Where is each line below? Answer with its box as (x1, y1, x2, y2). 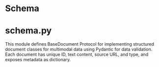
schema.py (5, 25, 52, 36)
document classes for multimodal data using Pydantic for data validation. (5, 47, 153, 52)
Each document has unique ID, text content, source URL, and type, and (5, 51, 149, 57)
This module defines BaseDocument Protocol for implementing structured (5, 41, 155, 47)
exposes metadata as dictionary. (5, 57, 71, 63)
